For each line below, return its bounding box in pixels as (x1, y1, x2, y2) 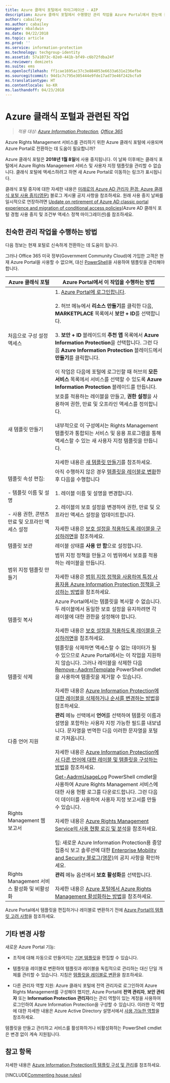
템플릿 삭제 (8, 673, 33, 680)
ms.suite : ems (5, 64, 35, 69)
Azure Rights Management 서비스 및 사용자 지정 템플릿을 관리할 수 (18, 163, 152, 169)
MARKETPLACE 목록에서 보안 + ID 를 (55, 310, 140, 317)
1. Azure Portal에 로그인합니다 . (55, 289, 126, 296)
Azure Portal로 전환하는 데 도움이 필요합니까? (5, 145, 96, 152)
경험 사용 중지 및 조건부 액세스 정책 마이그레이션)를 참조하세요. (10, 211, 134, 218)
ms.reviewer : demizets (5, 59, 53, 64)
